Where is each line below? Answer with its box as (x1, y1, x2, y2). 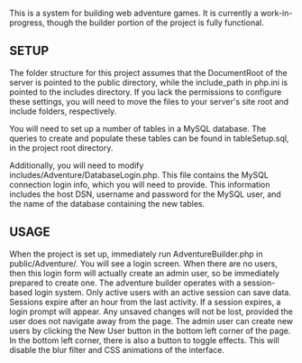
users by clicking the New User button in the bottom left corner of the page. (9, 325, 291, 336)
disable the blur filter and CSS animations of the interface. (9, 344, 225, 355)
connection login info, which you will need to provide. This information (9, 179, 270, 190)
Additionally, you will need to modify (9, 160, 144, 171)
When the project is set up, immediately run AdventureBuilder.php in (9, 248, 263, 259)
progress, (9, 17, 45, 28)
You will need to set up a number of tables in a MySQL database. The (9, 123, 267, 134)
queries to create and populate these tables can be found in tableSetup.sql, (9, 133, 289, 144)
